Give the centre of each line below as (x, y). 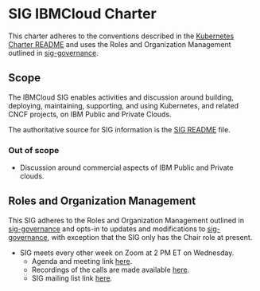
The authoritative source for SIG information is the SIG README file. (119, 129)
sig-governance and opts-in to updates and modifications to (107, 229)
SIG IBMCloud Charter (82, 14)
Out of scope (34, 150)
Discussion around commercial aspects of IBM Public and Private (126, 167)
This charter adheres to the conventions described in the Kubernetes (121, 36)
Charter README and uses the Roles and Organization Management (120, 44)
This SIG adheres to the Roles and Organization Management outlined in (126, 220)
